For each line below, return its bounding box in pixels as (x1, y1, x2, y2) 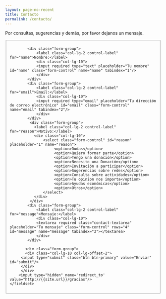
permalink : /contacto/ (5, 16, 52, 21)
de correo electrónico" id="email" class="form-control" (9, 103, 130, 108)
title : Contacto (5, 12, 39, 17)
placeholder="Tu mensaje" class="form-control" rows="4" (9, 225, 130, 230)
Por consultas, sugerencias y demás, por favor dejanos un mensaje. (5, 30, 144, 36)
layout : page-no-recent (5, 7, 55, 12)
